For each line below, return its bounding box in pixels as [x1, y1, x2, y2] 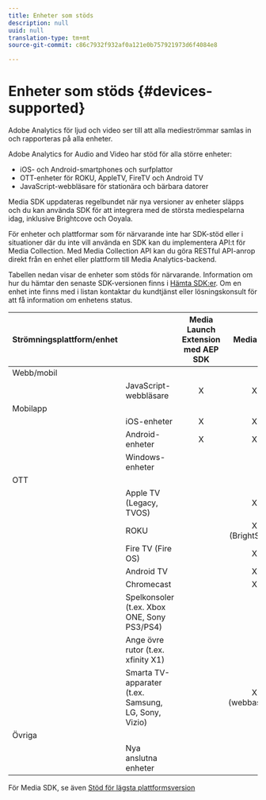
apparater [125, 677, 162, 688]
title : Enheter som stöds [8, 11, 93, 20]
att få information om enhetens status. [8, 296, 133, 305]
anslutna [125, 752, 158, 763]
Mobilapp [12, 403, 47, 414]
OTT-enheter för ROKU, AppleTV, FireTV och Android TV [19, 173, 203, 183]
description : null [8, 19, 69, 27]
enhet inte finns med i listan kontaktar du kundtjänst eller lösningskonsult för [8, 287, 257, 296]
